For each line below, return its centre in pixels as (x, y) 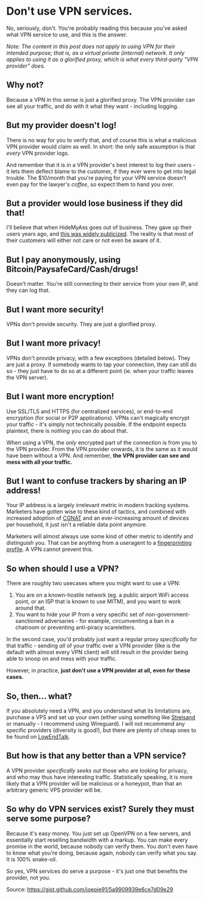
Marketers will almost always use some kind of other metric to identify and (100, 536)
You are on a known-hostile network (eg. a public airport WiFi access (102, 595)
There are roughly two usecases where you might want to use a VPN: (93, 583)
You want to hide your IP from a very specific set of (79, 614)
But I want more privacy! (54, 343)
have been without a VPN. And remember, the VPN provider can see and (98, 455)
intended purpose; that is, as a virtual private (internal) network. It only (95, 52)
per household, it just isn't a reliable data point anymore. (77, 525)
